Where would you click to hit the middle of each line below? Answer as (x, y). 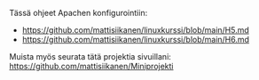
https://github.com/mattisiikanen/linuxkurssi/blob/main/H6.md (136, 40)
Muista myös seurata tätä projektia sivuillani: (90, 56)
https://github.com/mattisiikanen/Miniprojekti (91, 66)
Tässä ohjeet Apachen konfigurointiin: (78, 13)
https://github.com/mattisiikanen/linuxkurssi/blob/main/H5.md (136, 30)
